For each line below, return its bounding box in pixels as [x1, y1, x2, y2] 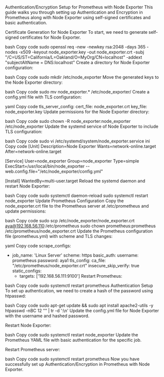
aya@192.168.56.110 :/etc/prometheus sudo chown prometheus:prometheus [5, 223, 156, 229]
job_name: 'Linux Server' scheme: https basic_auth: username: [12, 252, 139, 258]
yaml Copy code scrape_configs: [5, 243, 71, 249]
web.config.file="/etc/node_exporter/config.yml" [5, 168, 103, 174]
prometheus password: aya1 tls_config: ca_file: [12, 258, 106, 263]
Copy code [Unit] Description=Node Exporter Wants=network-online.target [5, 143, 156, 149]
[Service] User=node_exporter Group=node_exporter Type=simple [5, 158, 139, 164]
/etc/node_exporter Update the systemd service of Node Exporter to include [5, 123, 159, 129]
